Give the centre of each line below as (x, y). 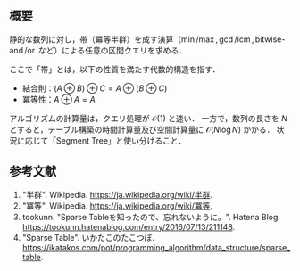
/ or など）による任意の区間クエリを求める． (106, 50)
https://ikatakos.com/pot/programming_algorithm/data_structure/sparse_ (156, 247)
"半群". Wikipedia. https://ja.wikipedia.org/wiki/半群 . (117, 194)
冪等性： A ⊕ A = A (58, 99)
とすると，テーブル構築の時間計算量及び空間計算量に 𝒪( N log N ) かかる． (142, 129)
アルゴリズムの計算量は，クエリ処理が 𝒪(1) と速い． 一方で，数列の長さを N (149, 118)
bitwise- (270, 39)
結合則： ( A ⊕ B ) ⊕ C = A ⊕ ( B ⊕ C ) (95, 88)
